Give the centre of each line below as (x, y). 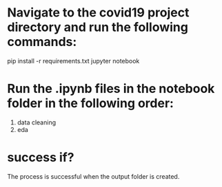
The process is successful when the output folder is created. (93, 176)
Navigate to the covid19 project (98, 13)
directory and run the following (98, 27)
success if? (41, 158)
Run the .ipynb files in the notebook (111, 89)
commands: (42, 42)
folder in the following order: (91, 103)
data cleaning (37, 122)
